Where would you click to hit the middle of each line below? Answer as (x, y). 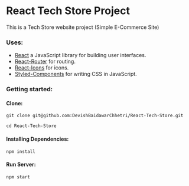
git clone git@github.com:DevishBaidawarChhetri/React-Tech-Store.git (95, 116)
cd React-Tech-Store (32, 126)
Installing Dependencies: (38, 139)
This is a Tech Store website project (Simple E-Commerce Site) (83, 27)
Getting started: (30, 89)
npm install (21, 151)
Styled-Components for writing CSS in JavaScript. (76, 74)
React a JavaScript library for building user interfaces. (80, 55)
